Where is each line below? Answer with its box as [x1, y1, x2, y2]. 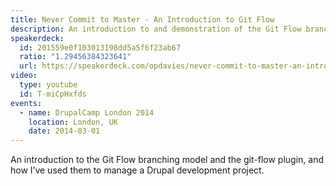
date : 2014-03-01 [28, 126, 101, 136]
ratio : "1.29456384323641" [19, 52, 132, 62]
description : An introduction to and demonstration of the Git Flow [10, 24, 302, 34]
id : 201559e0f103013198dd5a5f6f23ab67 [19, 42, 182, 53]
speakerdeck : [10, 33, 65, 43]
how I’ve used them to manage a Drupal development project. [10, 164, 265, 176]
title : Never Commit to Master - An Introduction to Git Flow [10, 14, 275, 25]
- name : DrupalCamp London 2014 [19, 107, 155, 118]
